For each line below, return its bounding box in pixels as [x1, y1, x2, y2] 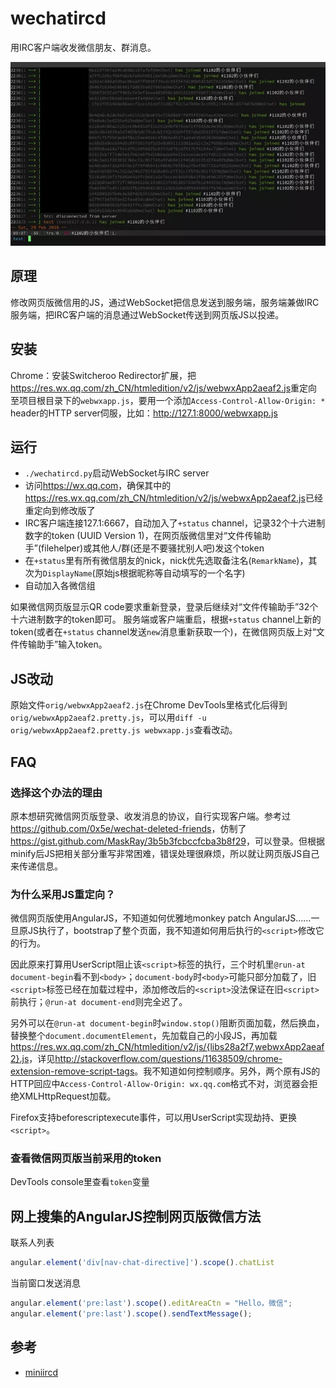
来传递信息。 [10, 860, 63, 872]
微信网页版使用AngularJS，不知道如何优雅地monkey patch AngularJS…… [10, 912, 312, 924]
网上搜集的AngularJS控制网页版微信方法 [10, 1208, 262, 1225]
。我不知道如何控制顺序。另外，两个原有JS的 [134, 1065, 321, 1077]
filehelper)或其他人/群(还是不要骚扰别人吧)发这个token [41, 542, 265, 554]
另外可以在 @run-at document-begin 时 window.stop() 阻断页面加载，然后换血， [10, 1017, 325, 1029]
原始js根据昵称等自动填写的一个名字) [94, 567, 246, 579]
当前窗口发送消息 [10, 1277, 81, 1289]
